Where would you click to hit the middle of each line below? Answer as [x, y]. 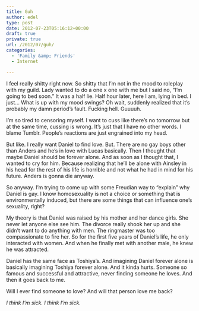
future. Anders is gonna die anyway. [50, 176]
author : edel [22, 17]
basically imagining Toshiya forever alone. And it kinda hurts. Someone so [97, 267]
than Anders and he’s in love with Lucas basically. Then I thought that [91, 150]
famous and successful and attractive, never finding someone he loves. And [99, 273]
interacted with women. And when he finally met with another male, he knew [100, 243]
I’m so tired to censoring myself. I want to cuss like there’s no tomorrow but [98, 120]
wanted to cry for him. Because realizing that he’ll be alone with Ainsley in [97, 163]
